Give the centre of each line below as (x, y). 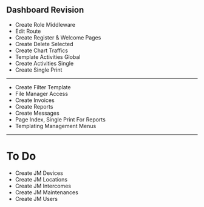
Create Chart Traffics (42, 50)
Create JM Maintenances (47, 192)
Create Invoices (35, 100)
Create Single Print (39, 70)
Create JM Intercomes (43, 186)
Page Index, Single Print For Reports (60, 119)
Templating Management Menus (56, 126)
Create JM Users (36, 199)
